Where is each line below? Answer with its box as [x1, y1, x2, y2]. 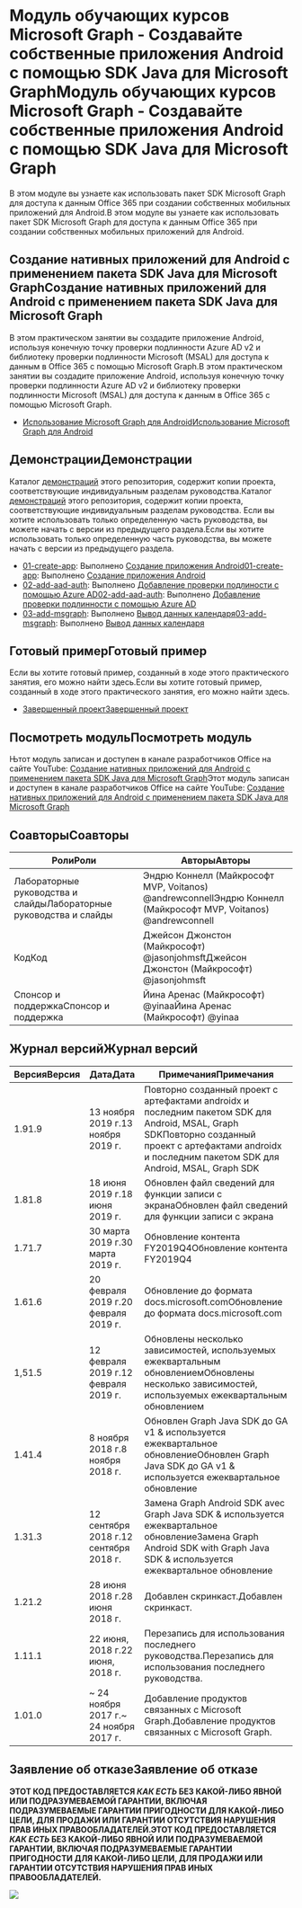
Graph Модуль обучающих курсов [9, 82, 277, 102]
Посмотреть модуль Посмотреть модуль [9, 730, 253, 745]
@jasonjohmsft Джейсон [142, 952, 247, 963]
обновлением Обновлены [144, 1366, 254, 1379]
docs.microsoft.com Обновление [144, 1295, 283, 1308]
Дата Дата [89, 1068, 136, 1080]
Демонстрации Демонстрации [9, 452, 192, 467]
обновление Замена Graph [144, 1530, 259, 1542]
